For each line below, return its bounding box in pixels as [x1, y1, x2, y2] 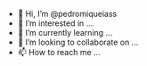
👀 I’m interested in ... [17, 18, 94, 29]
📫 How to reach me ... [17, 47, 101, 57]
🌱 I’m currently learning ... [17, 28, 113, 37]
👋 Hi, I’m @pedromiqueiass [17, 9, 118, 19]
